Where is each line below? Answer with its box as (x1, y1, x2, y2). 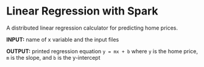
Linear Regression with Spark (6, 4, 158, 18)
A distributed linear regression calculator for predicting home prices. (6, 24, 178, 31)
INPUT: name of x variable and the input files (6, 36, 119, 43)
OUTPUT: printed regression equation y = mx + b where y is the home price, (6, 47, 199, 55)
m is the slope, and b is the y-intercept (6, 54, 100, 61)
